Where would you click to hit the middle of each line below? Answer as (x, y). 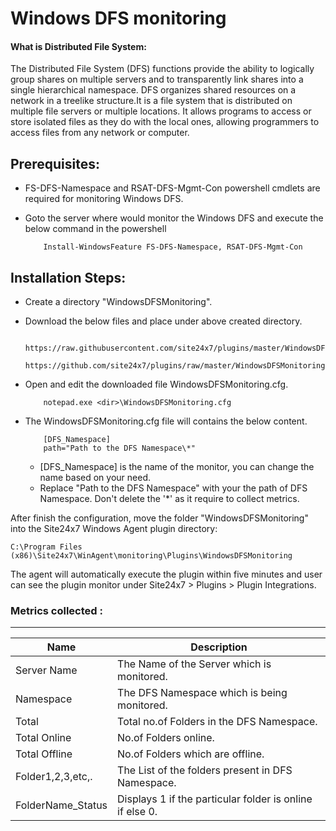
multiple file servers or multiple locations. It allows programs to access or (161, 111)
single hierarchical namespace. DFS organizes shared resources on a (153, 90)
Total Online (43, 738)
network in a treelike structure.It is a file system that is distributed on (151, 101)
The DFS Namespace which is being (202, 693)
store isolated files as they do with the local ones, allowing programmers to (165, 122)
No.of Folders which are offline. (191, 754)
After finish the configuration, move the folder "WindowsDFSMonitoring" (159, 518)
